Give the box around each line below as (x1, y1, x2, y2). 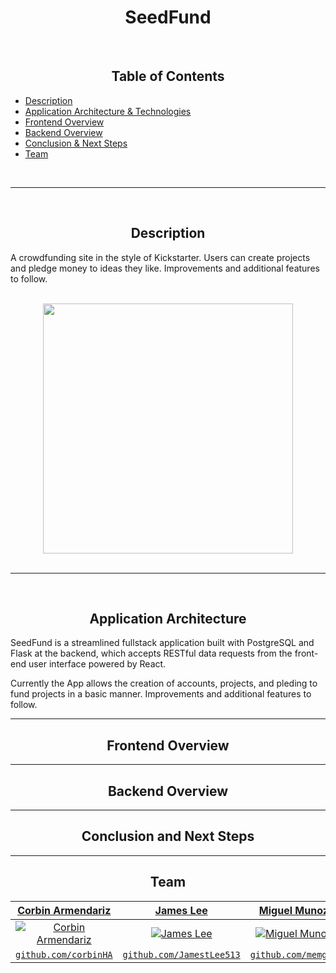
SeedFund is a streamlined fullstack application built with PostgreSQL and (10, 637, 315, 649)
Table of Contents (111, 68, 225, 85)
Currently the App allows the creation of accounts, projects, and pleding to (10, 677, 318, 690)
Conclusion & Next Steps (24, 137, 128, 149)
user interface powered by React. (28, 658, 167, 670)
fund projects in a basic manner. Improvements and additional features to (10, 688, 312, 700)
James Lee (154, 903, 208, 917)
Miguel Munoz (258, 903, 329, 917)
